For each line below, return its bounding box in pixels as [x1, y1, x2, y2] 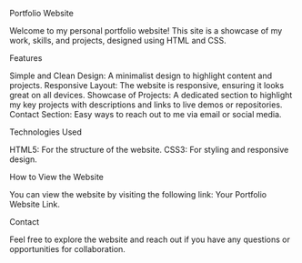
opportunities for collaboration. [9, 244, 126, 254]
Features [9, 53, 43, 63]
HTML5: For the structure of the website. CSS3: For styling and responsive [9, 145, 289, 155]
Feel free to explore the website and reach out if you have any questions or [9, 234, 291, 245]
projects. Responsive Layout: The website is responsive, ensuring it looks [9, 80, 285, 90]
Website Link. [9, 199, 61, 209]
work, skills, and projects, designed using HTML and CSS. [9, 35, 227, 46]
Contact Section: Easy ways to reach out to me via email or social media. [9, 109, 282, 119]
